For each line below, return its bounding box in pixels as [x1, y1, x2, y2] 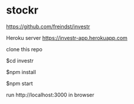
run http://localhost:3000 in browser [6, 91, 94, 98]
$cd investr [6, 57, 34, 64]
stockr [6, 4, 38, 17]
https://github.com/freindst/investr [6, 23, 90, 30]
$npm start [6, 80, 33, 87]
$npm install [6, 68, 37, 75]
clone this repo [6, 45, 43, 53]
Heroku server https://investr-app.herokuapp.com [6, 34, 128, 41]
